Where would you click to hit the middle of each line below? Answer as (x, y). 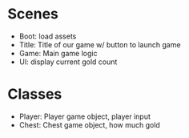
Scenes (33, 14)
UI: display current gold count (68, 62)
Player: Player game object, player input (85, 116)
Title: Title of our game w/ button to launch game (100, 44)
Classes (35, 94)
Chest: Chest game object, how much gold (90, 124)
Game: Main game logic (58, 53)
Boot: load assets (48, 36)
